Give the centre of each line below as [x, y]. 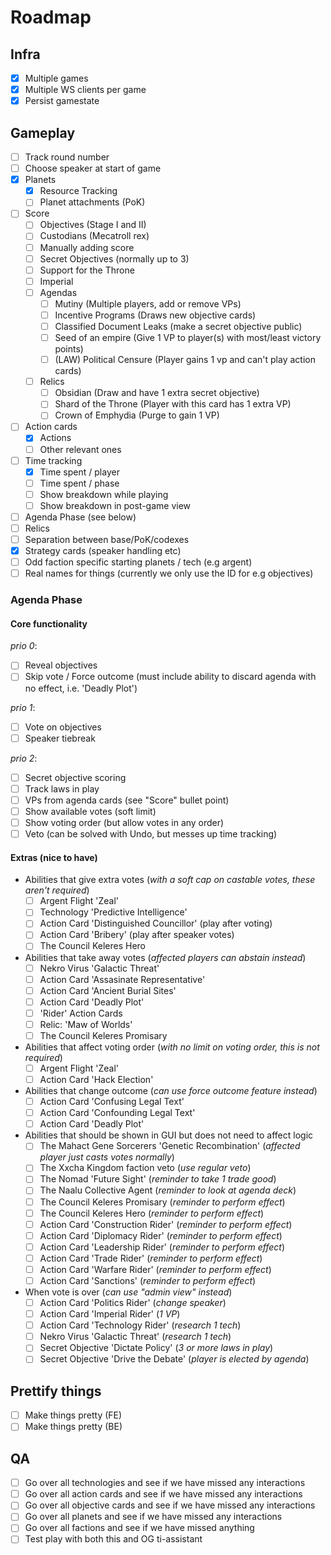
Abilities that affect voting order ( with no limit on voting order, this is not [172, 1047]
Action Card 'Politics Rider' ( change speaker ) [133, 1303]
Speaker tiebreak [60, 738]
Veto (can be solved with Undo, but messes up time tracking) [151, 833]
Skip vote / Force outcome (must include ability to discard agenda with [170, 677]
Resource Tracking [78, 191]
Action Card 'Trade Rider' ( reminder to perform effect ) [151, 1258]
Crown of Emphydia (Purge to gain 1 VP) [137, 415]
